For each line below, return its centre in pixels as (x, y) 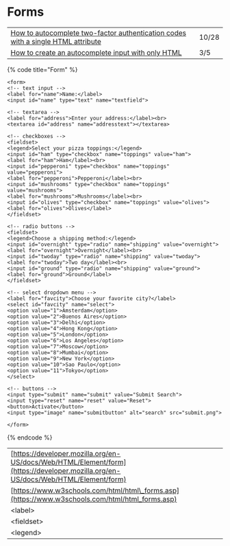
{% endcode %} (30, 437)
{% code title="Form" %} (42, 69)
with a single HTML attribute (56, 41)
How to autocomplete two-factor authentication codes (99, 33)
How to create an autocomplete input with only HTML (97, 52)
